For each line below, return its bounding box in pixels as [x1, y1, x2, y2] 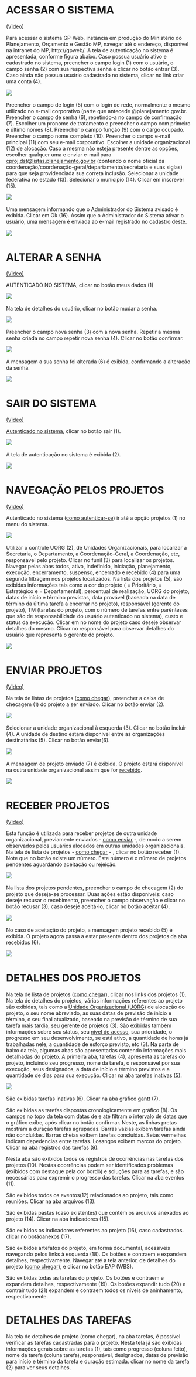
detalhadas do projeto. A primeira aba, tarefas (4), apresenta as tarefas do [6, 1053, 185, 1060]
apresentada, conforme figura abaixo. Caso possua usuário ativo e [6, 53, 167, 60]
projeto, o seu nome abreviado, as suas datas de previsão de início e [6, 1009, 171, 1017]
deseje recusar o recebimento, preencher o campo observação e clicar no [6, 897, 185, 904]
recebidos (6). [6, 939, 40, 946]
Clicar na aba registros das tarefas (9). [6, 1144, 99, 1151]
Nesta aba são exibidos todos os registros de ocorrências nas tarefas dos [6, 1155, 184, 1162]
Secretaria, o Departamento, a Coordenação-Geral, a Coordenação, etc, [6, 550, 180, 557]
